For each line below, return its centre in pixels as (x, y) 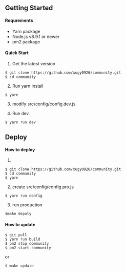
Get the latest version (34, 63)
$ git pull (16, 235)
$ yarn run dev (21, 122)
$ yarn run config (24, 196)
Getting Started (29, 8)
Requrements (19, 20)
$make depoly (18, 214)
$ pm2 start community (28, 248)
